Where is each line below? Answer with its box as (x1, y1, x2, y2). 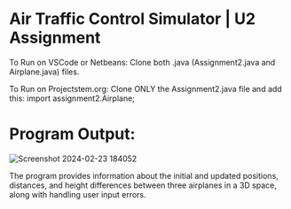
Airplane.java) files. (9, 66, 80, 77)
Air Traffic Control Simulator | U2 (9, 9, 256, 29)
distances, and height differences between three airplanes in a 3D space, (9, 180, 277, 190)
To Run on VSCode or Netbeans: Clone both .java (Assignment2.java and (9, 57, 276, 67)
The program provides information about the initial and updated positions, (9, 170, 279, 181)
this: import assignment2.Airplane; (9, 93, 136, 104)
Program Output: (9, 124, 136, 144)
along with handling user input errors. (9, 189, 146, 199)
